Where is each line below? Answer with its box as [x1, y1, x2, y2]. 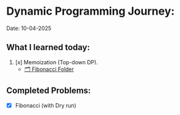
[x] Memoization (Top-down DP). [15, 58, 98, 65]
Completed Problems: [6, 86, 92, 96]
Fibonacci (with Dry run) [15, 102, 76, 109]
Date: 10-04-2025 [6, 24, 52, 32]
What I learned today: [6, 42, 90, 53]
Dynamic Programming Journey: [6, 4, 175, 18]
